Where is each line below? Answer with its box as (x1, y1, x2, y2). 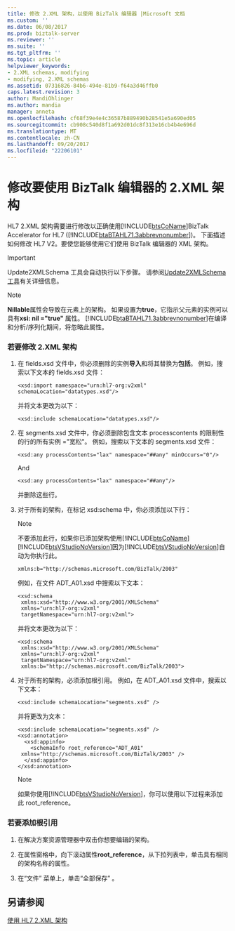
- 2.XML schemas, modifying (7, 69, 90, 76)
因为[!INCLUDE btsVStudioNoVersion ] (112, 543, 220, 551)
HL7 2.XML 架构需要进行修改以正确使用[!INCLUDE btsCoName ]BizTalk (7, 222, 209, 230)
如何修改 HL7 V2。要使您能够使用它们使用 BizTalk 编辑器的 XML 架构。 (7, 239, 213, 248)
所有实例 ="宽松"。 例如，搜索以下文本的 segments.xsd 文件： (36, 437, 217, 446)
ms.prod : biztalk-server (7, 29, 80, 37)
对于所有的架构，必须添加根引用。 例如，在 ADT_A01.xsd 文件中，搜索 (17, 676, 221, 685)
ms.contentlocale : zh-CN (7, 134, 80, 141)
